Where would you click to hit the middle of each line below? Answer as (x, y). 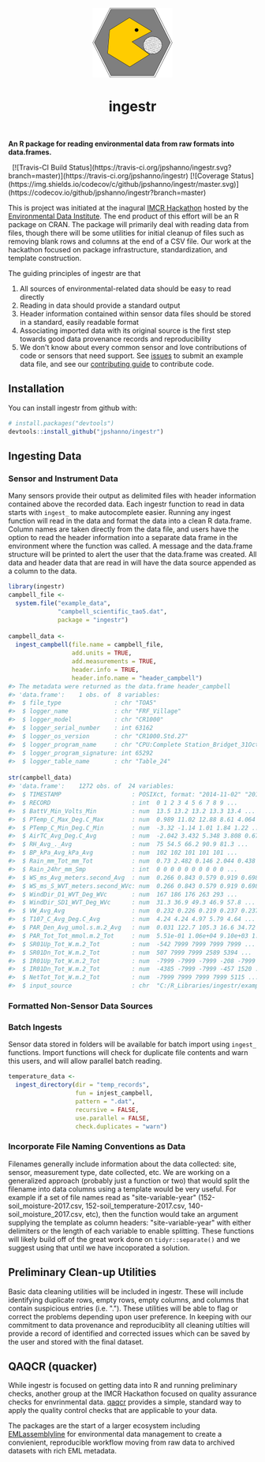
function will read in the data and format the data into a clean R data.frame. (130, 521)
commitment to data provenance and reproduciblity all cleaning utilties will (129, 1325)
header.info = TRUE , (105, 669)
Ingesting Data (45, 456)
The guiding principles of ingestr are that (75, 273)
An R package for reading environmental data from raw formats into (121, 144)
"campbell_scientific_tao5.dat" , (113, 611)
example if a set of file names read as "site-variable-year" (103, 1197)
